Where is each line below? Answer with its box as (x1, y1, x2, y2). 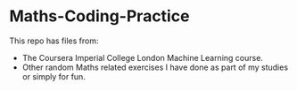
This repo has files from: (9, 35, 99, 46)
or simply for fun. (21, 71, 87, 81)
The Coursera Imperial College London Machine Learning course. (21, 52, 263, 63)
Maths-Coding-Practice (9, 6, 190, 27)
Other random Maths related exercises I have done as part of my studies (21, 62, 288, 72)
